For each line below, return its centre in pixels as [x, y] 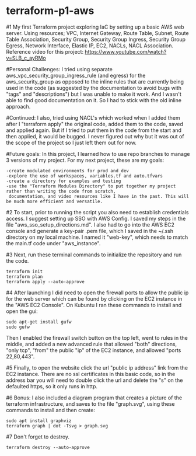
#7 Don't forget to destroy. [38, 437]
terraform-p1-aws [50, 11]
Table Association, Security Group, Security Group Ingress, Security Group [96, 39]
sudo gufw [18, 327]
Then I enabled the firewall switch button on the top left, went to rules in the [97, 337]
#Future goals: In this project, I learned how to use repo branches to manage [98, 154]
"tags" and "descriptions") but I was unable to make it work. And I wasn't [94, 94]
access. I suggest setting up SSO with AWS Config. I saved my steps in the [96, 218]
